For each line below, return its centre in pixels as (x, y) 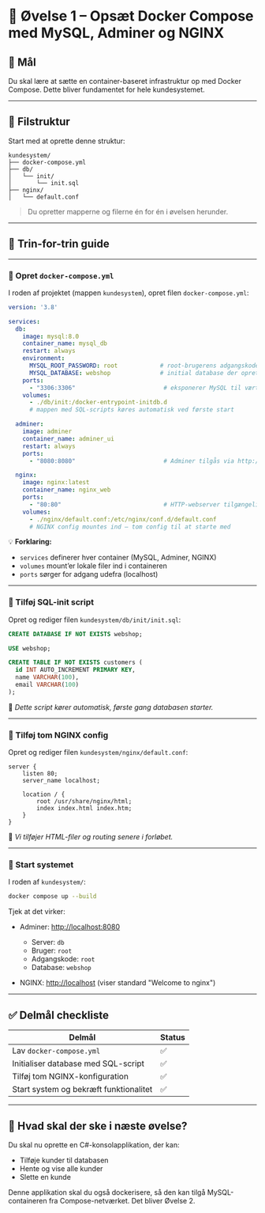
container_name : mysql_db (65, 343)
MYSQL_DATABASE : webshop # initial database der (133, 373)
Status (173, 1037)
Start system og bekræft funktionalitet (82, 1090)
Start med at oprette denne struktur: (67, 141)
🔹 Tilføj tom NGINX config (58, 735)
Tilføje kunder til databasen (64, 1160)
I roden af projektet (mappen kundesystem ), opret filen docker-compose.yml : (129, 293)
